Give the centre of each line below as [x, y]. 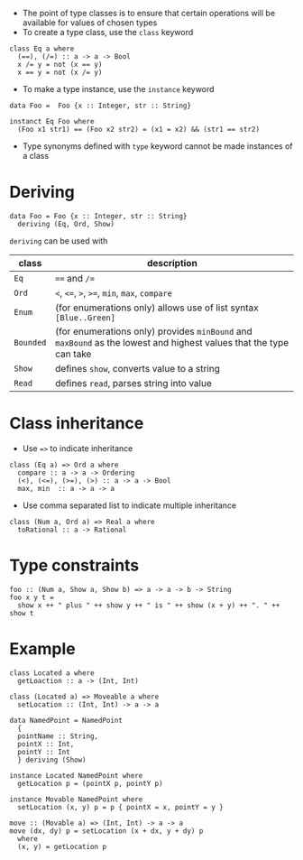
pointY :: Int [44, 752]
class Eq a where [42, 49]
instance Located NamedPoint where [76, 775]
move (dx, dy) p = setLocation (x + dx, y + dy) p [106, 831]
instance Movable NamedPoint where [76, 799]
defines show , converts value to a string [138, 368]
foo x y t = [32, 597]
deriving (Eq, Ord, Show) [66, 224]
